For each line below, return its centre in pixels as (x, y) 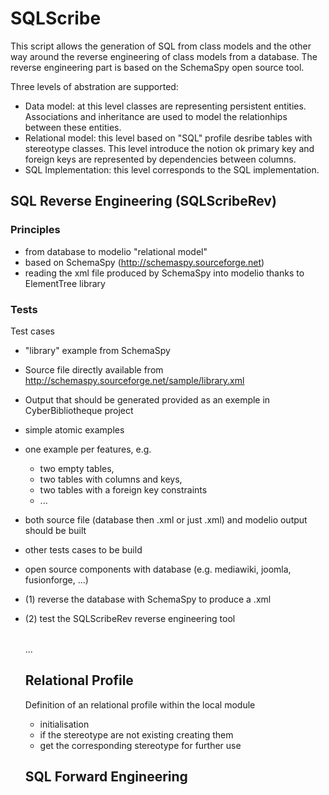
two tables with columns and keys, (111, 479)
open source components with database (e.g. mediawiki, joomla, (158, 569)
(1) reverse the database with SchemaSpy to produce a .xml (148, 599)
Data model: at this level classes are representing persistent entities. (165, 106)
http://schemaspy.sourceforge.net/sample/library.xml (134, 380)
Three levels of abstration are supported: (94, 86)
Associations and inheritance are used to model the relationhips (156, 116)
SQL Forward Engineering (106, 777)
